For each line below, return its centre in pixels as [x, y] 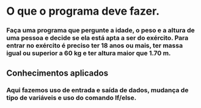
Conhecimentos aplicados [57, 73]
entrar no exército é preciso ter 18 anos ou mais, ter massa [95, 46]
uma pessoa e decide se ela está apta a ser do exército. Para [97, 38]
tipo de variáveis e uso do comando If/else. [71, 98]
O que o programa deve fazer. [83, 11]
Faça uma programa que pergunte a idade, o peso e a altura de [100, 31]
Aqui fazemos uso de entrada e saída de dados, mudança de [97, 90]
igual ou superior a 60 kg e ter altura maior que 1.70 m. [89, 53]
